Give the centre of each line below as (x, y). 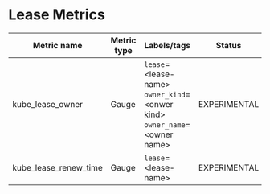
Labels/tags (168, 45)
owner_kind (165, 95)
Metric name (57, 45)
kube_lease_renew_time (57, 167)
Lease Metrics (57, 15)
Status (229, 45)
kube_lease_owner (47, 104)
